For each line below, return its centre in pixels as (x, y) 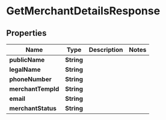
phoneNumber (31, 79)
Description (106, 50)
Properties (26, 33)
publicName (27, 60)
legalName (25, 70)
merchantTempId (34, 89)
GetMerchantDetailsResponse (83, 11)
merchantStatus (33, 108)
